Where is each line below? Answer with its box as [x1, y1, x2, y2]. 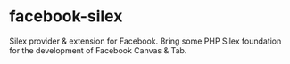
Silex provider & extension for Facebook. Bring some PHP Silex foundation [9, 36, 282, 46]
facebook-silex [9, 6, 123, 27]
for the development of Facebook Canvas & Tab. [9, 44, 187, 55]
